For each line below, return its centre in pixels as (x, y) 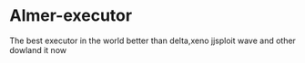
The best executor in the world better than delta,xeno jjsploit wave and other (152, 40)
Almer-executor (71, 16)
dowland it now (38, 49)
